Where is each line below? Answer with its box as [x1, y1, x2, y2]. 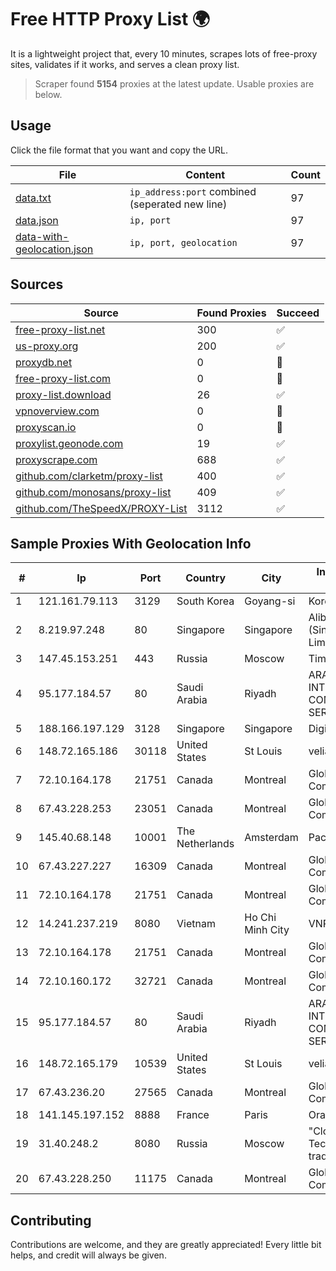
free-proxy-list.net [15, 322, 106, 336]
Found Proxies [196, 306, 267, 320]
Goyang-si [244, 594, 296, 608]
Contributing [10, 1212, 92, 1229]
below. [34, 88, 63, 100]
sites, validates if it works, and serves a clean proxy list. [10, 58, 240, 70]
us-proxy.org [15, 339, 79, 353]
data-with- [15, 229, 70, 243]
